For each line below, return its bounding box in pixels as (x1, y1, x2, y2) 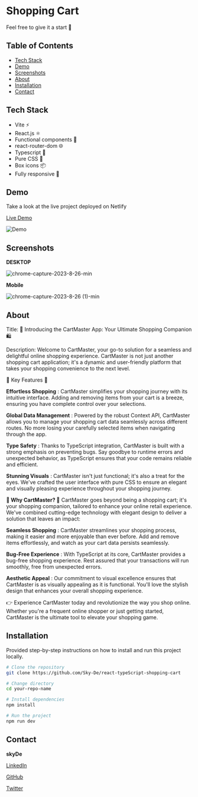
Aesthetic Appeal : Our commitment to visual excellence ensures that (6, 575, 176, 581)
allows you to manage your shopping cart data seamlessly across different (6, 418, 188, 425)
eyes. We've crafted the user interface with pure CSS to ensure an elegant (6, 479, 187, 486)
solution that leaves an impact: (6, 515, 81, 522)
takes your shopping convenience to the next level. (6, 365, 131, 372)
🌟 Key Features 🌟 (6, 376, 48, 383)
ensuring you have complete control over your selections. (6, 401, 147, 407)
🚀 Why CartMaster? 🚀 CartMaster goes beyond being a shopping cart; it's (6, 496, 187, 503)
